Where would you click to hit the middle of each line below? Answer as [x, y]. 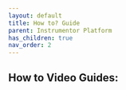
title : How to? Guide [44, 23]
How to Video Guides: [63, 78]
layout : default [35, 16]
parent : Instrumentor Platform [60, 30]
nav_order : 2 [30, 45]
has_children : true [41, 38]
